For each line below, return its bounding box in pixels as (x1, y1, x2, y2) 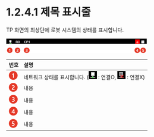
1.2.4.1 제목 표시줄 (6, 5, 91, 19)
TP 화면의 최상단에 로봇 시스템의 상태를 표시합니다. (6, 26, 124, 33)
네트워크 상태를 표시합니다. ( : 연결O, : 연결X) (23, 74, 146, 81)
